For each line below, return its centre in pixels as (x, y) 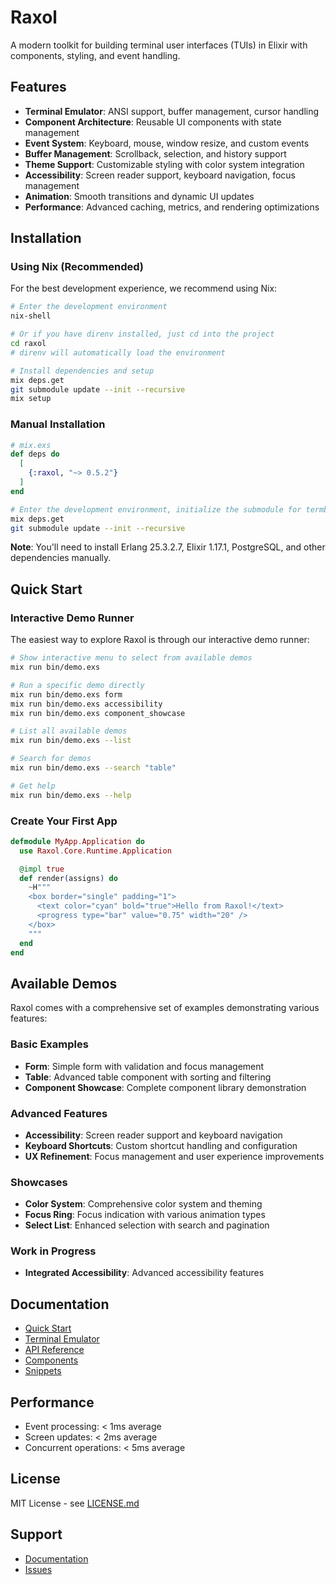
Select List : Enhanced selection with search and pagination (147, 1225)
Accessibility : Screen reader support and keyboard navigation (153, 1135)
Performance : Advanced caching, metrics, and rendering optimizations (172, 207)
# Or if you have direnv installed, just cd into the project (142, 334)
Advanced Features (59, 1113)
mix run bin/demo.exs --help (71, 795)
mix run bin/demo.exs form (66, 694)
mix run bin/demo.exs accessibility (86, 704)
